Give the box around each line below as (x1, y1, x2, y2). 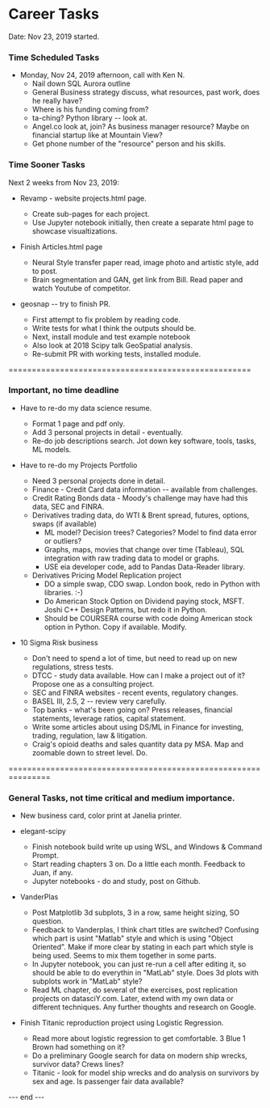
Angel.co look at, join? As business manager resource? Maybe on (31, 122, 250, 132)
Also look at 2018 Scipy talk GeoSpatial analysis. (31, 340, 193, 350)
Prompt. (31, 851, 59, 861)
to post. (31, 266, 58, 276)
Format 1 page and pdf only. (31, 418, 126, 429)
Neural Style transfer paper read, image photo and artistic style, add (31, 257, 260, 267)
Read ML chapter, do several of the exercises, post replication (31, 985, 238, 995)
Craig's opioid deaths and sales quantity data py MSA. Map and (31, 739, 244, 749)
